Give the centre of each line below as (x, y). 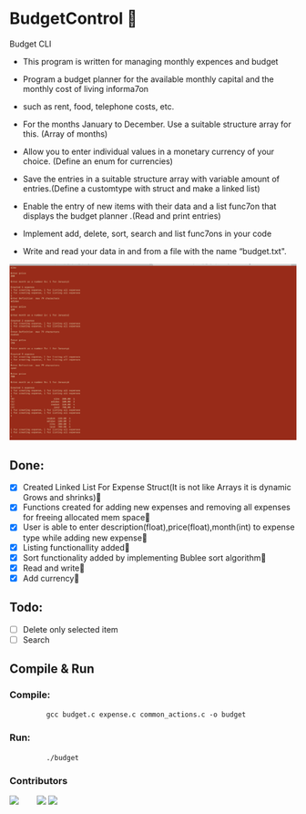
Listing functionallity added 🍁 (76, 547)
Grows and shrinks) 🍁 (62, 498)
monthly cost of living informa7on (85, 88)
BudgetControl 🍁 (74, 19)
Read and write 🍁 (53, 568)
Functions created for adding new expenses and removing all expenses (157, 507)
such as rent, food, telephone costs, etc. (98, 106)
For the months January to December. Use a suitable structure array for (157, 124)
